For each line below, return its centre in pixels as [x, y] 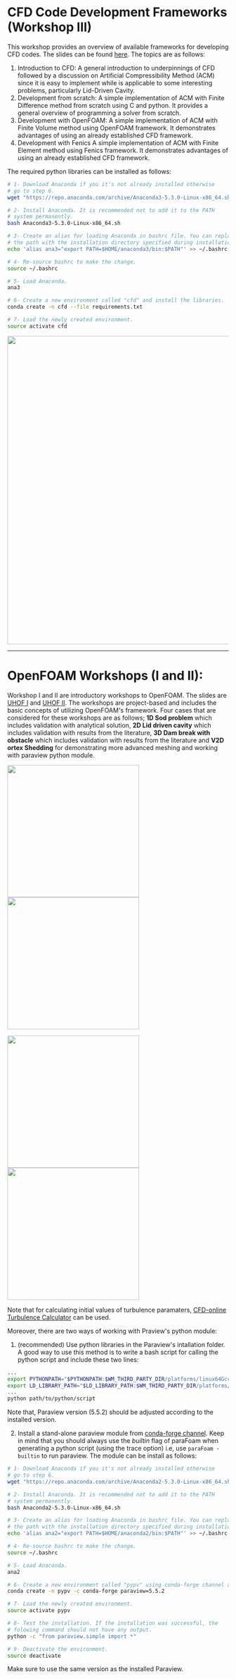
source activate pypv [39, 1611]
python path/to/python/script [52, 1399]
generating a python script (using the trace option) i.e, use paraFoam [115, 1449]
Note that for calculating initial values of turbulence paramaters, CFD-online [117, 1310]
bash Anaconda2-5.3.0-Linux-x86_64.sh [64, 1508]
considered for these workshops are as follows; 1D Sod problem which [110, 718]
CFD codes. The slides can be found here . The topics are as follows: [106, 54]
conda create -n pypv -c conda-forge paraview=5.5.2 [86, 1591]
